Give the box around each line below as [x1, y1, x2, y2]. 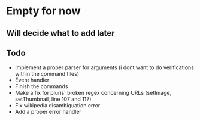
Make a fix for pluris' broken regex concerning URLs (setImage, [14, 89, 172, 97]
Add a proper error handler [14, 108, 82, 116]
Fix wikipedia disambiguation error [14, 102, 101, 109]
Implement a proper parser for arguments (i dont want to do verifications [14, 64, 195, 71]
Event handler [14, 76, 50, 84]
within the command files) [14, 70, 80, 77]
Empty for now [6, 4, 81, 18]
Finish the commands [14, 83, 68, 90]
